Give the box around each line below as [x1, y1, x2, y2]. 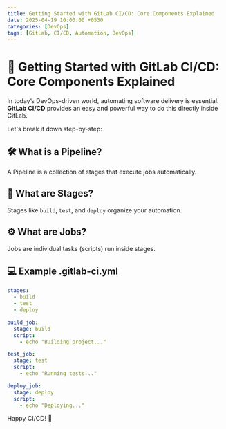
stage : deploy [13, 389, 54, 396]
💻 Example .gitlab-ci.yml [7, 266, 119, 277]
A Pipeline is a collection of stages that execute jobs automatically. [7, 167, 197, 176]
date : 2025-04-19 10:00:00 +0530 [7, 17, 104, 24]
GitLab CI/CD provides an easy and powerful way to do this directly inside [7, 104, 218, 113]
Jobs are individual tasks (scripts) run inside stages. [7, 244, 156, 253]
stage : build [13, 325, 51, 332]
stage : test [13, 357, 48, 364]
